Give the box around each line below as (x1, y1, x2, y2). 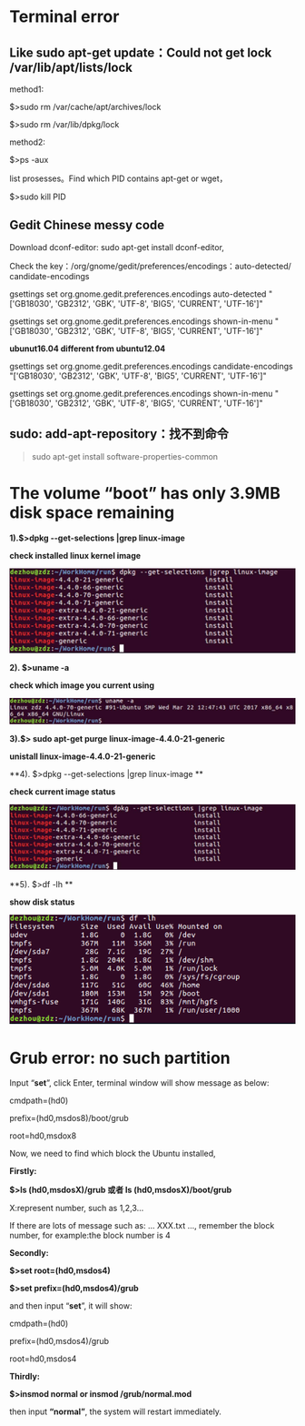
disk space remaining (9, 502, 175, 522)
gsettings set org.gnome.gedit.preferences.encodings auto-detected (9, 288, 267, 299)
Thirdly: (9, 1371, 41, 1382)
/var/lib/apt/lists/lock (9, 59, 133, 75)
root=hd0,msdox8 (9, 1130, 77, 1141)
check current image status (9, 785, 116, 797)
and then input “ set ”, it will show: (9, 1300, 133, 1311)
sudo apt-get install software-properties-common (31, 450, 219, 461)
